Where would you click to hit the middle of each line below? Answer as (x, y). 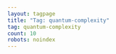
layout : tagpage (31, 14)
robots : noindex (31, 40)
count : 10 (22, 33)
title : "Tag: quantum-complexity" (59, 20)
